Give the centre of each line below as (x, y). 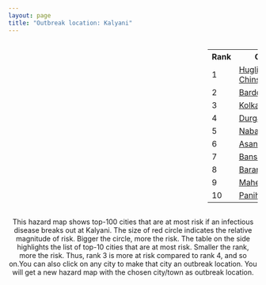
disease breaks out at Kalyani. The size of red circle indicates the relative (133, 230)
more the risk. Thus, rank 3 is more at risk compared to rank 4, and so (133, 255)
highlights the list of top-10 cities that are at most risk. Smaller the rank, (133, 247)
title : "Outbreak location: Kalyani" (70, 23)
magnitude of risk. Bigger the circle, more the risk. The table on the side (133, 238)
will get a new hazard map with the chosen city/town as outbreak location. (133, 272)
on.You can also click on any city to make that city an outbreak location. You (133, 264)
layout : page (30, 15)
